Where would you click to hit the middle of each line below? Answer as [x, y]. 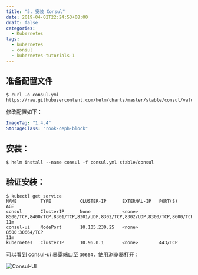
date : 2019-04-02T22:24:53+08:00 [47, 17]
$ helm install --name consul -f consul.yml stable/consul [80, 163]
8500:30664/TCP [25, 232]
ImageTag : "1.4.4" [29, 123]
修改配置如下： [24, 112]
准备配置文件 [29, 81]
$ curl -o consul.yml [33, 95]
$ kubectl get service [34, 196]
